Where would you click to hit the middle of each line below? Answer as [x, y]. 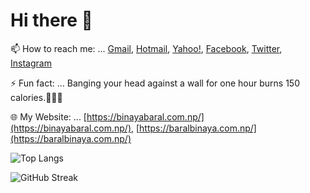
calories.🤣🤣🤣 [36, 97]
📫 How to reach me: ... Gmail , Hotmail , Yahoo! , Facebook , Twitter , [146, 48]
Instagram [31, 63]
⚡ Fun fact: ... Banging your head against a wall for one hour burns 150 [155, 83]
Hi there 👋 [51, 20]
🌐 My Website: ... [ [48, 116]
